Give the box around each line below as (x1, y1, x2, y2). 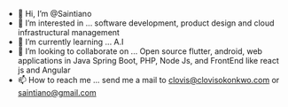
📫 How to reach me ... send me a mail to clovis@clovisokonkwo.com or (17, 75, 280, 85)
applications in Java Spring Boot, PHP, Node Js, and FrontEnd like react (17, 56, 279, 65)
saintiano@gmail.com (17, 88, 97, 97)
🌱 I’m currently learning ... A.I (17, 36, 124, 47)
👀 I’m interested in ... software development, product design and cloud (17, 18, 275, 28)
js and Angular (17, 65, 71, 75)
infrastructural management (17, 27, 120, 37)
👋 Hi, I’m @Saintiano (17, 9, 92, 19)
